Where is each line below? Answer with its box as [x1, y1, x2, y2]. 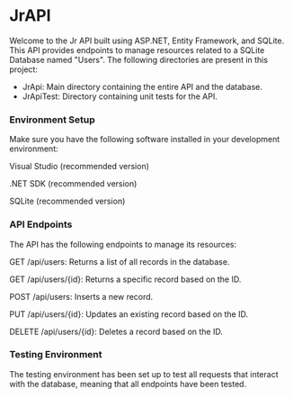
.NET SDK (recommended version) [9, 178, 138, 189]
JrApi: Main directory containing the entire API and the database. [22, 81, 263, 92]
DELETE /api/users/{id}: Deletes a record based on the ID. [9, 326, 223, 337]
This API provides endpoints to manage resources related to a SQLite [9, 44, 265, 55]
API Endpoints [9, 218, 73, 231]
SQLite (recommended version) [9, 195, 126, 207]
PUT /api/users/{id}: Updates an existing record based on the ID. [9, 308, 249, 320]
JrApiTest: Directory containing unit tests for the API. [22, 91, 218, 102]
